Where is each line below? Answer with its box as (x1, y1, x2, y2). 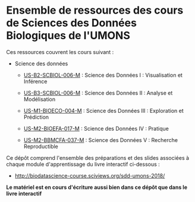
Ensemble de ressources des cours (6, 4, 184, 17)
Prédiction (23, 113, 49, 121)
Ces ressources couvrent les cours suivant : (6, 48, 114, 55)
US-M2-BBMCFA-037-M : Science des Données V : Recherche (23, 136, 178, 143)
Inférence (23, 78, 48, 85)
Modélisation (23, 96, 56, 103)
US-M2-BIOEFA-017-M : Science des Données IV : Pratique (23, 125, 169, 132)
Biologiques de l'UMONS (6, 29, 131, 42)
